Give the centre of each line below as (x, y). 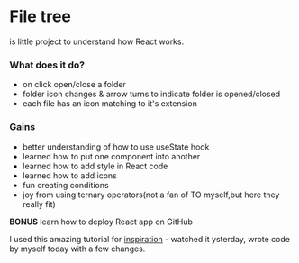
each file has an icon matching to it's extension (110, 104)
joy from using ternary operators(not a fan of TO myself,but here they (151, 195)
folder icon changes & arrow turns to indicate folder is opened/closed (151, 94)
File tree (41, 17)
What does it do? (47, 65)
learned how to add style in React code (95, 166)
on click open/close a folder (74, 85)
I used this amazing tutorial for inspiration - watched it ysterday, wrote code (150, 239)
